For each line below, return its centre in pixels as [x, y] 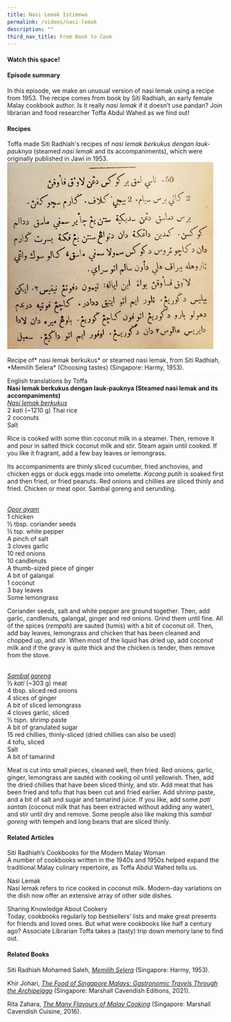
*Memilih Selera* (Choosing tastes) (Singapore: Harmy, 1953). [96, 367]
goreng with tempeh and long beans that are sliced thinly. [89, 822]
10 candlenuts [27, 561]
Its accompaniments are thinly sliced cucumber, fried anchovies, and [105, 466]
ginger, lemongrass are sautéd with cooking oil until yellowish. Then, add [111, 778]
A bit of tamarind [31, 757]
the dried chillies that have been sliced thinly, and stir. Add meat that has [110, 785]
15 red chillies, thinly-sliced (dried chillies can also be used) [92, 735]
